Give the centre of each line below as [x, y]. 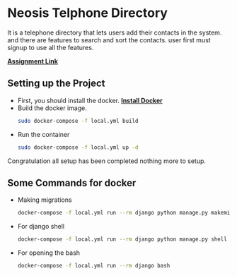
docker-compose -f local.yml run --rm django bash [94, 266]
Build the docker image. [52, 108]
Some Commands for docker [72, 182]
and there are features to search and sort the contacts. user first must [109, 40]
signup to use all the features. [51, 47]
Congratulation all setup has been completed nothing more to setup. [107, 161]
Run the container [44, 134]
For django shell [41, 227]
